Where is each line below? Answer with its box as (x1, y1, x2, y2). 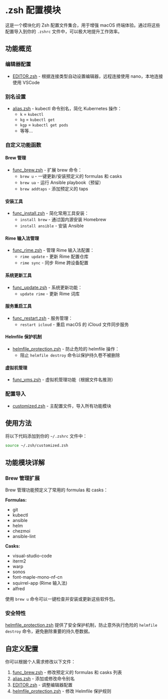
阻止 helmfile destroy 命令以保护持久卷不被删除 (20, 352, 120, 359)
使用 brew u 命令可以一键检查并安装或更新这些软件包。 (5, 596, 118, 602)
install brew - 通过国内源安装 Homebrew (20, 217, 106, 223)
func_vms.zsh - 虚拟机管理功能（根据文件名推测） (12, 377, 116, 383)
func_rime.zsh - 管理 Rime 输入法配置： (12, 247, 95, 253)
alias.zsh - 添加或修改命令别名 (12, 675, 75, 682)
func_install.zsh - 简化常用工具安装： (12, 210, 89, 216)
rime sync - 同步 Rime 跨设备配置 (20, 260, 89, 266)
